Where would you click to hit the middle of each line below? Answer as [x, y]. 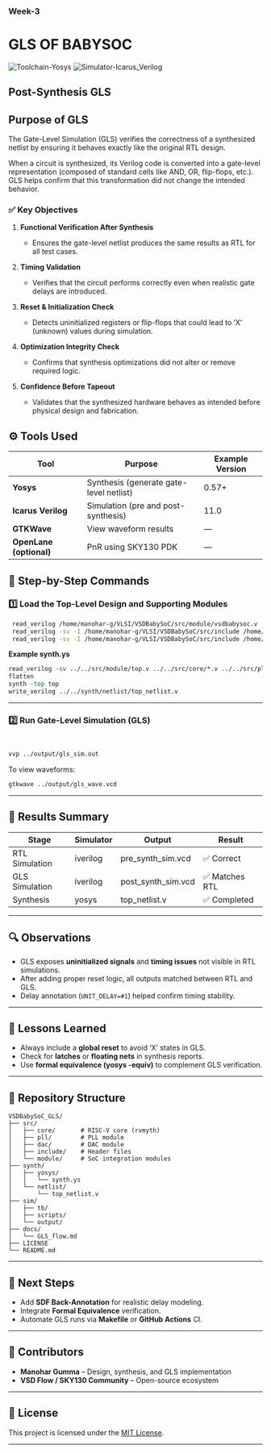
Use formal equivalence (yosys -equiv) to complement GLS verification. [141, 1065]
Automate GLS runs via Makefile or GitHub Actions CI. [111, 1319]
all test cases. [55, 252]
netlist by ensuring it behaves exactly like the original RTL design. [117, 148]
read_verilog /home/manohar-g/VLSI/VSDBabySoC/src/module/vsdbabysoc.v [135, 624]
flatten [21, 677]
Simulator [94, 839]
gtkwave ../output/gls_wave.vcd [63, 785]
